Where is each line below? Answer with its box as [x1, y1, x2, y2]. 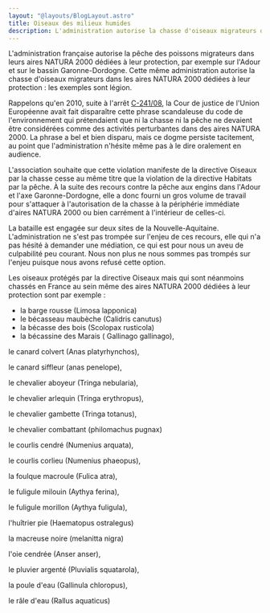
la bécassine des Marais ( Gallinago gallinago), [19, 331, 174, 341]
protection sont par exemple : [8, 290, 106, 300]
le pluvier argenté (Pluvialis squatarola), [8, 565, 140, 574]
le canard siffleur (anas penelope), [8, 362, 122, 372]
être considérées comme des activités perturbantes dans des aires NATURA [8, 124, 261, 133]
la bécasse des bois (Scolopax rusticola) [19, 323, 155, 333]
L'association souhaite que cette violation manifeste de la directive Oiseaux [8, 166, 257, 175]
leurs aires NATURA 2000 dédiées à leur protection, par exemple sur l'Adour [8, 57, 261, 67]
